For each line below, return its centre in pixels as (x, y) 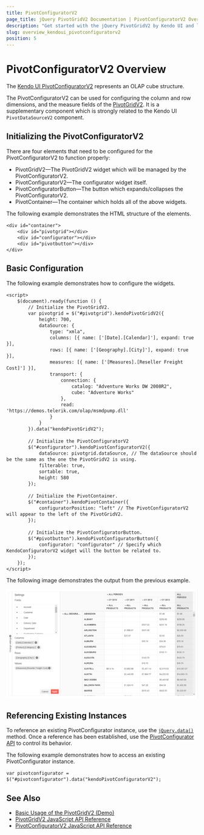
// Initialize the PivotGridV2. (69, 307)
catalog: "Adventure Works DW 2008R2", (122, 386)
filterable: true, (62, 466)
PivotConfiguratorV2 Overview (86, 69)
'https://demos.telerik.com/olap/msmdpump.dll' (68, 411)
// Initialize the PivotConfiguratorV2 (79, 441)
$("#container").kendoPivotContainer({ (79, 502)
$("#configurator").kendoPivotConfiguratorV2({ (89, 447)
